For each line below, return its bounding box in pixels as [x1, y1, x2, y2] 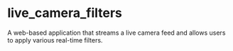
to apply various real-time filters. [7, 35, 103, 44]
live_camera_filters [7, 5, 123, 21]
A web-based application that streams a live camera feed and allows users [7, 28, 226, 37]
